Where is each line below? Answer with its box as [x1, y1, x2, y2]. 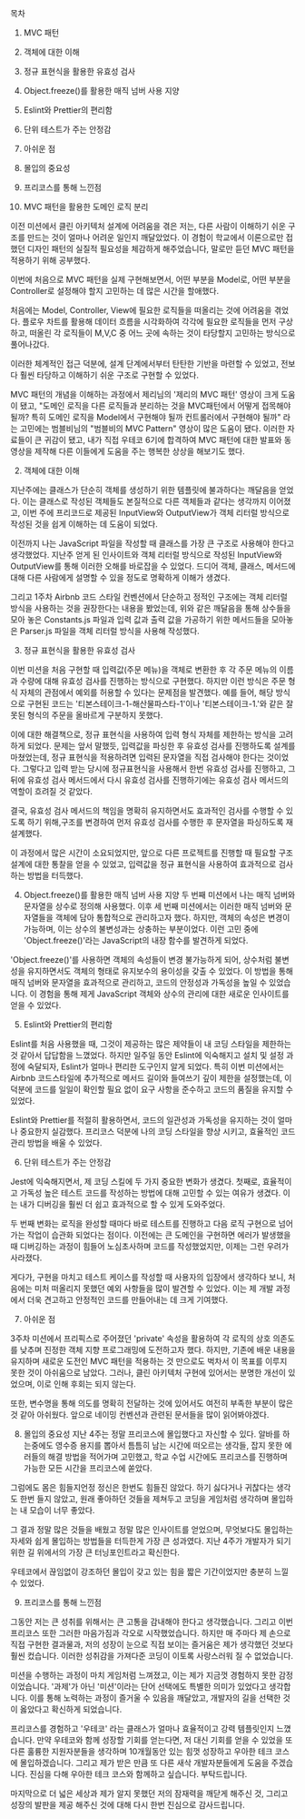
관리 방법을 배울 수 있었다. [10, 1137, 103, 1148]
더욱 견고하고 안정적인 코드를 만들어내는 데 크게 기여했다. [26, 1295, 229, 1305]
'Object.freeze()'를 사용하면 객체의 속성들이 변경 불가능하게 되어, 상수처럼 [10, 955, 273, 965]
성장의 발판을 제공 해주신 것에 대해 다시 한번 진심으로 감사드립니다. [10, 1800, 245, 1810]
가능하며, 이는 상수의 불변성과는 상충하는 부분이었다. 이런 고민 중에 [23, 924, 259, 935]
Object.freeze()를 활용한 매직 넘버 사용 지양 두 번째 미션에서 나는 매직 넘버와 [23, 890, 296, 900]
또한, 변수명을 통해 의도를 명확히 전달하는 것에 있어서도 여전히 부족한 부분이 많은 [10, 1398, 294, 1409]
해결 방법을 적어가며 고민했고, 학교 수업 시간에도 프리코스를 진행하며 [47, 1451, 289, 1462]
